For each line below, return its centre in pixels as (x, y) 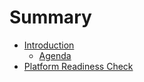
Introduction (49, 45)
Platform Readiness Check (78, 66)
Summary (50, 17)
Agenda (55, 55)
